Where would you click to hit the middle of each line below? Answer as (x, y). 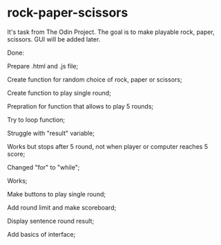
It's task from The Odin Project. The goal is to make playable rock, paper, (111, 32)
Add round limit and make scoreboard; (62, 207)
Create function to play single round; (59, 93)
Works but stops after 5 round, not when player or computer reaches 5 (108, 146)
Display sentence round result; (51, 221)
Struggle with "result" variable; (51, 133)
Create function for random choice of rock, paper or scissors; (95, 79)
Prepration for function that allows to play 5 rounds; (80, 106)
